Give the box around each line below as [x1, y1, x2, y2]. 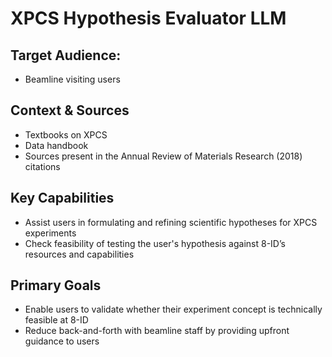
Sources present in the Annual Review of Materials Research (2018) [24, 150, 303, 162]
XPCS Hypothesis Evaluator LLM [10, 7, 287, 30]
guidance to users [24, 335, 100, 347]
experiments [24, 227, 77, 239]
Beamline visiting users [24, 73, 121, 85]
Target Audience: [10, 47, 122, 64]
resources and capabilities [24, 248, 135, 260]
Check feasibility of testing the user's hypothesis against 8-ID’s [24, 237, 286, 249]
